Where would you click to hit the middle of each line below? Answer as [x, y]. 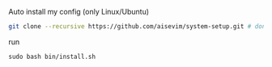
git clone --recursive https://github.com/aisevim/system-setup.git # [130, 27]
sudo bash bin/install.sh [52, 57]
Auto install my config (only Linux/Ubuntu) [79, 12]
